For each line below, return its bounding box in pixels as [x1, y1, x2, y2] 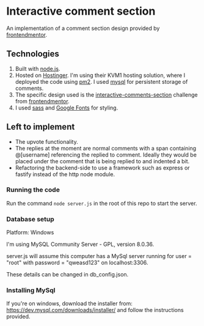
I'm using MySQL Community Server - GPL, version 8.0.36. [6, 240, 155, 248]
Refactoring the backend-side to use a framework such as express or [15, 164, 191, 171]
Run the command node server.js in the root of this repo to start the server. [6, 199, 197, 207]
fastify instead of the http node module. [15, 170, 115, 178]
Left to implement [6, 122, 75, 132]
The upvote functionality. [15, 138, 78, 145]
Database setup [6, 215, 55, 223]
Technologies [6, 49, 60, 59]
